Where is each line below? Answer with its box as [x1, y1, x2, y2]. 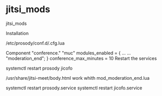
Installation [6, 30, 29, 36]
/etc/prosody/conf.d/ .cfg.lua [6, 40, 65, 46]
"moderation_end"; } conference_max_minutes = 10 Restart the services [6, 55, 157, 61]
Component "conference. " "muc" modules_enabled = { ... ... [6, 50, 131, 56]
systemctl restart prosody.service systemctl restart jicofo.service [6, 85, 143, 91]
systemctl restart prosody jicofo [6, 65, 73, 71]
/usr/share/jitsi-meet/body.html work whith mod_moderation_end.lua [6, 75, 150, 81]
